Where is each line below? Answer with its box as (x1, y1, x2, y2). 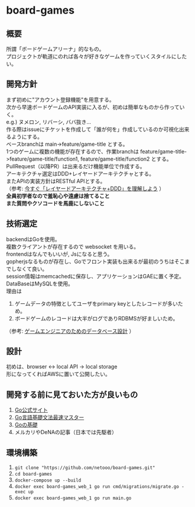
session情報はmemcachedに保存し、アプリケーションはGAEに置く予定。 (6, 272, 185, 280)
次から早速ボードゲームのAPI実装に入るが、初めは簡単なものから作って (6, 103, 180, 110)
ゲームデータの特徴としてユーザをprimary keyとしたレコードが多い (14, 300, 178, 307)
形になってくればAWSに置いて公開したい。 (6, 371, 111, 378)
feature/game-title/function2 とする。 (80, 155, 173, 162)
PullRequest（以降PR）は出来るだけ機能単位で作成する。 (6, 162, 145, 169)
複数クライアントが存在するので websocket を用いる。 (6, 243, 139, 250)
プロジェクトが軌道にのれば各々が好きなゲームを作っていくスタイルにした (6, 53, 187, 60)
